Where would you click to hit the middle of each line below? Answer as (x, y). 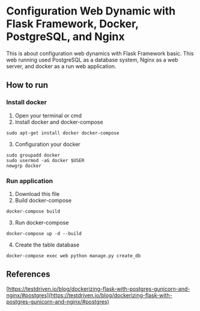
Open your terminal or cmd (48, 115)
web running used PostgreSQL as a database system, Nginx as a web (92, 60)
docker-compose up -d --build (44, 233)
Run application (29, 181)
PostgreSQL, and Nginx (65, 37)
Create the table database (47, 245)
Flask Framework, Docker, (72, 24)
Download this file (37, 193)
